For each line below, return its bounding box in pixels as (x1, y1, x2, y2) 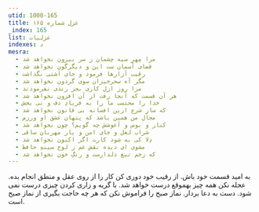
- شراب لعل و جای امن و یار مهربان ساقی (15, 128, 149, 136)
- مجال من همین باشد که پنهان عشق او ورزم (15, 114, 156, 122)
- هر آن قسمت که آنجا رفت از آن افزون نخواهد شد (15, 92, 177, 100)
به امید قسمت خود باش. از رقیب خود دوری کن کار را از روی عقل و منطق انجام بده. (8, 172, 251, 181)
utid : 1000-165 (8, 11, 58, 20)
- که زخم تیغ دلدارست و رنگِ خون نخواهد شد (15, 150, 156, 158)
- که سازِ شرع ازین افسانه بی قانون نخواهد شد (15, 107, 167, 115)
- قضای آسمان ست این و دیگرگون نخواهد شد (15, 63, 153, 71)
